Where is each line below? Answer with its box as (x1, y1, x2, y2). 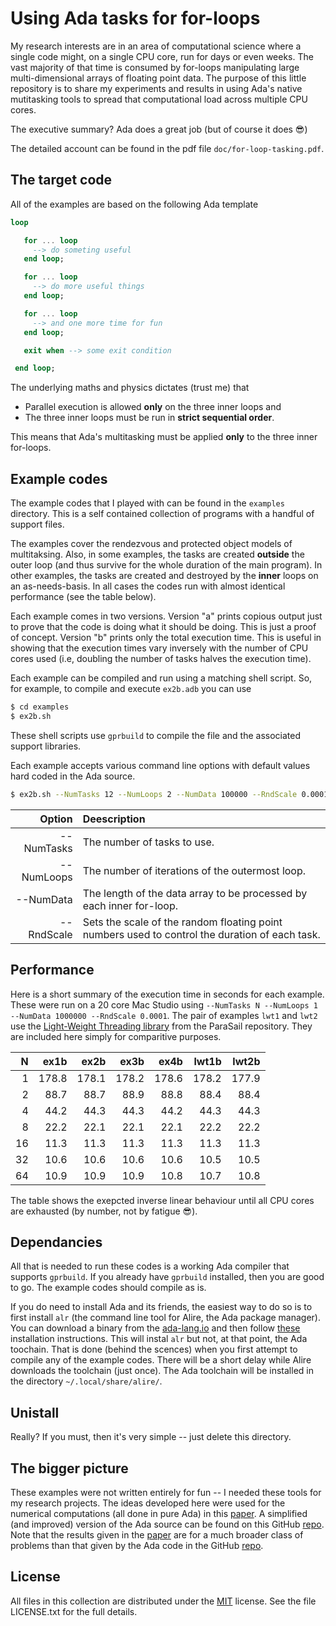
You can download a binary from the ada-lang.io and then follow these (10, 1322, 301, 1334)
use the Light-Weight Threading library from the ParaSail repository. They (10, 1020, 313, 1032)
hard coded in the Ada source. (10, 770, 136, 782)
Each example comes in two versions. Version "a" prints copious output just (10, 610, 323, 622)
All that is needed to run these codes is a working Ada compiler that (10, 1260, 290, 1272)
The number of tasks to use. (82, 835, 215, 849)
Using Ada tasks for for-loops (10, 7, 261, 30)
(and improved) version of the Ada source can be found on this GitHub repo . (10, 1518, 325, 1530)
